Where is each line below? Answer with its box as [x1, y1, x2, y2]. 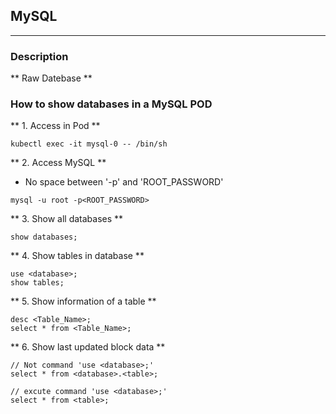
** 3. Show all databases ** [10, 213, 124, 225]
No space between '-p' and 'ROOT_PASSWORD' [24, 176, 224, 188]
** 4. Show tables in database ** [10, 250, 145, 262]
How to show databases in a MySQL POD [10, 97, 213, 111]
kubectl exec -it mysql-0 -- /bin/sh [10, 139, 168, 149]
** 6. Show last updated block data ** [10, 341, 166, 353]
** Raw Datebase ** [10, 72, 93, 84]
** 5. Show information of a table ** [10, 295, 157, 308]
